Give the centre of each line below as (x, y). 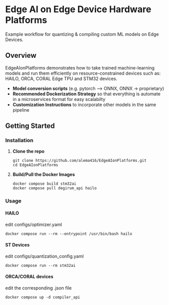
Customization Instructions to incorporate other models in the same (84, 105)
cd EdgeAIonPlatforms (35, 165)
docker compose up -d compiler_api (43, 297)
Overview (21, 56)
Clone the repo (28, 151)
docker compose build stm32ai (45, 184)
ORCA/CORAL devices (29, 277)
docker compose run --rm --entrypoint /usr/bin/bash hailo (69, 234)
